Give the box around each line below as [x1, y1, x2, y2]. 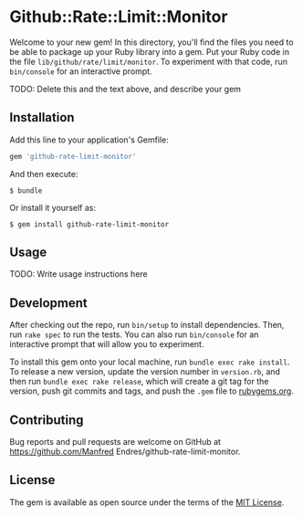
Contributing [9, 412, 84, 427]
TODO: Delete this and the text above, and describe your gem [9, 83, 242, 94]
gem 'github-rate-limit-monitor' [9, 152, 137, 161]
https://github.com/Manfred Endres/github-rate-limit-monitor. [9, 446, 241, 458]
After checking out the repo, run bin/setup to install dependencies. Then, [9, 320, 285, 331]
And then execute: [9, 168, 78, 179]
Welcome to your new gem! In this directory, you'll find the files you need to [9, 37, 294, 47]
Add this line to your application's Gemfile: [9, 134, 169, 145]
